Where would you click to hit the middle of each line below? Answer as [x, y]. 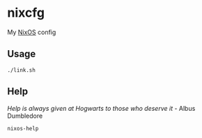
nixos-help [23, 128]
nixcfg [26, 13]
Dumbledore [25, 116]
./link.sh [22, 70]
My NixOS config [32, 32]
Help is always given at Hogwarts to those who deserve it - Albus [101, 108]
